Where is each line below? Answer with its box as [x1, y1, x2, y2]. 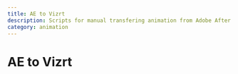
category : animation [7, 23, 69, 30]
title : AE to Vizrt [7, 10, 66, 18]
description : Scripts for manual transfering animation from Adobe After [7, 17, 232, 24]
